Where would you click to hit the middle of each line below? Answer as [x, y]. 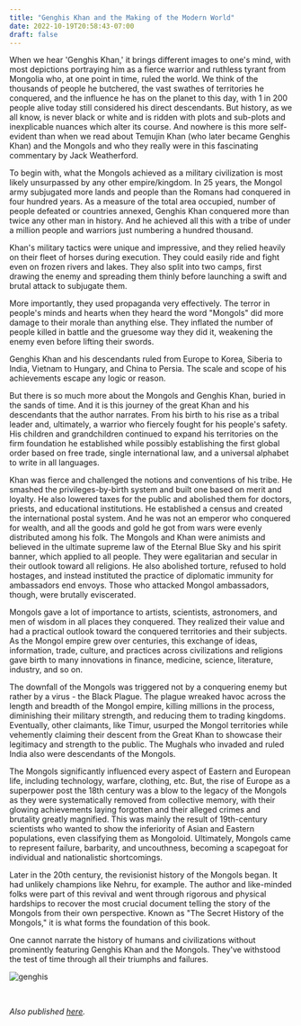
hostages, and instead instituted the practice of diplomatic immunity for [142, 576]
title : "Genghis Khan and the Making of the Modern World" [122, 18]
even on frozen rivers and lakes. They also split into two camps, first [136, 267]
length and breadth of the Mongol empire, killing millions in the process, [142, 706]
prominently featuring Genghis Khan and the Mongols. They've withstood [145, 949]
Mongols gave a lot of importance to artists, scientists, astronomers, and [143, 612]
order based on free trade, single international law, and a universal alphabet [149, 453]
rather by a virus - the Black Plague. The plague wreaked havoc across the [147, 697]
